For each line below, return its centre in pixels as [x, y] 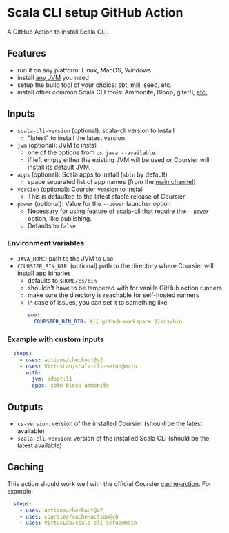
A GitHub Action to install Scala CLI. [58, 32]
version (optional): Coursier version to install [80, 189]
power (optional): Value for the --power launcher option [94, 203]
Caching [26, 467]
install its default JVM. [59, 167]
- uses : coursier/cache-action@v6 [69, 516]
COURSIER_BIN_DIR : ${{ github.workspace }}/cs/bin [108, 321]
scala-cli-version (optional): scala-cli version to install [96, 130]
